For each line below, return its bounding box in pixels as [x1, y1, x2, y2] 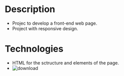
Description [5, 4, 55, 15]
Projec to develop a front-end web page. [12, 20, 98, 26]
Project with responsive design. [12, 25, 78, 31]
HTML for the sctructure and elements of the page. [12, 59, 119, 66]
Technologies [5, 43, 64, 55]
